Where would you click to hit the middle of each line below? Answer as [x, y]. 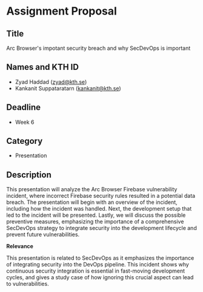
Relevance [20, 246]
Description [29, 175]
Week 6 [25, 122]
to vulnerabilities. [28, 284]
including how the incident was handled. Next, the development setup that [99, 209]
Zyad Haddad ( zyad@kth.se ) [51, 82]
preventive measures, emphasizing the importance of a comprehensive [95, 222]
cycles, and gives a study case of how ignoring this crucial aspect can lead [100, 277]
